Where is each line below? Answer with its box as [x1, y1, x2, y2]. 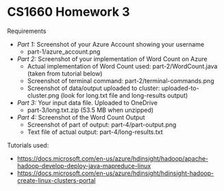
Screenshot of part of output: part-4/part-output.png [27, 120, 177, 128]
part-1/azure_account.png [27, 47, 101, 56]
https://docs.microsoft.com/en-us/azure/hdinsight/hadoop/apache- [16, 154, 209, 162]
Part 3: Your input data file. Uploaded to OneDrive [16, 98, 158, 106]
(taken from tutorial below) [27, 69, 103, 78]
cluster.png [27, 91, 60, 100]
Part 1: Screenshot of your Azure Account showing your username [16, 40, 204, 48]
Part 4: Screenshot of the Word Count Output [16, 113, 145, 121]
